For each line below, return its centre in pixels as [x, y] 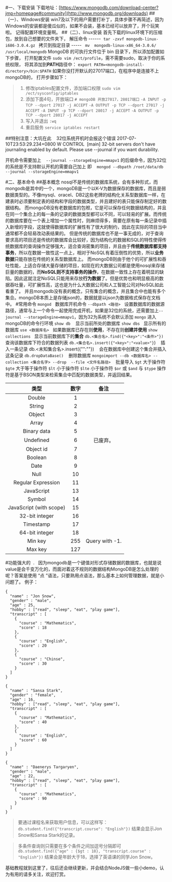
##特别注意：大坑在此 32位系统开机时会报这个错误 [61, 138]
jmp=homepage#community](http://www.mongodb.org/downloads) [77, 13]
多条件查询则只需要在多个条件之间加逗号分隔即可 [69, 846]
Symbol [37, 499]
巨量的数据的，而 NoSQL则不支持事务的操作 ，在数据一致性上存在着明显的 [82, 272]
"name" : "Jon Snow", [33, 596]
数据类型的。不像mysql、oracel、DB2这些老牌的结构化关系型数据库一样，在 [85, 195]
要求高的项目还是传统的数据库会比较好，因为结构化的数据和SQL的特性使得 [84, 240]
